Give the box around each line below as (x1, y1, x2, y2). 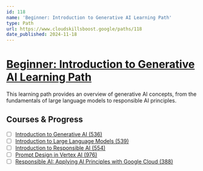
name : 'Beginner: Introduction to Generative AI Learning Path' (6, 15, 172, 21)
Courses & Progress (6, 115, 83, 125)
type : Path (6, 20, 34, 26)
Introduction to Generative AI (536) (15, 130, 103, 138)
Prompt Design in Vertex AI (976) (15, 151, 98, 158)
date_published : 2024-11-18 (6, 32, 78, 38)
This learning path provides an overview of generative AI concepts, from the (6, 90, 197, 98)
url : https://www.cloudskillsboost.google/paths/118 (6, 25, 142, 32)
